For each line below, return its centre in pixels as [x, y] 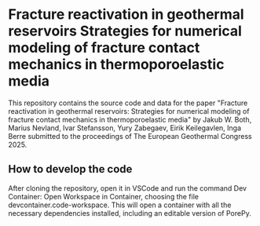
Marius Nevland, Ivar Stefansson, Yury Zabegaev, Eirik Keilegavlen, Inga [125, 128]
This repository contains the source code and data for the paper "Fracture [128, 103]
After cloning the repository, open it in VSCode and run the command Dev [128, 188]
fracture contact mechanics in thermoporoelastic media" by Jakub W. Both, [130, 119]
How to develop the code [70, 169]
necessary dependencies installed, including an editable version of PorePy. [130, 213]
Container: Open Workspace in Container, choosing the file [103, 196]
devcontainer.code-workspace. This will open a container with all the [120, 205]
